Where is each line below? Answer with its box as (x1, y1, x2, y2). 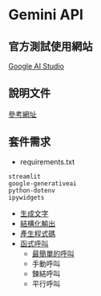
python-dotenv (8, 186, 56, 194)
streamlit (8, 172, 42, 180)
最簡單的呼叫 (31, 249, 75, 258)
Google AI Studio (8, 62, 64, 71)
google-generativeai (8, 179, 78, 188)
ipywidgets (8, 193, 45, 201)
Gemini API (8, 6, 84, 24)
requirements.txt (19, 156, 75, 166)
